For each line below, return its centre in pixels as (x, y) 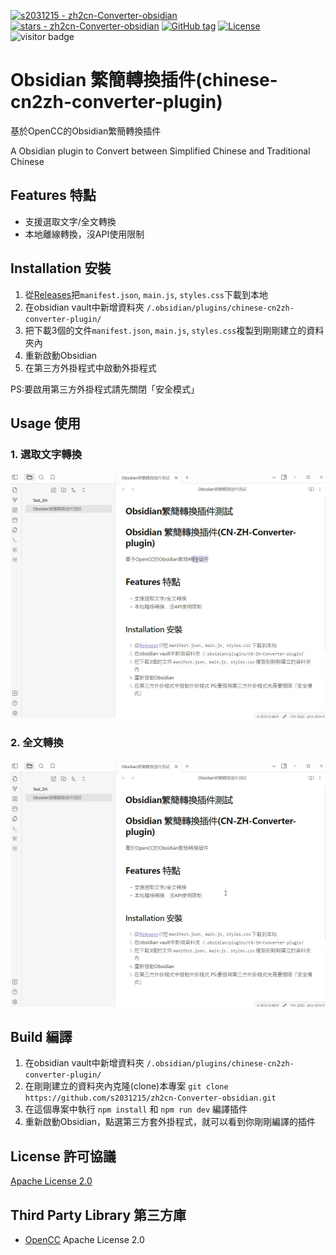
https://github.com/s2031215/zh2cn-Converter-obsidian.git (150, 1098)
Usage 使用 (46, 423)
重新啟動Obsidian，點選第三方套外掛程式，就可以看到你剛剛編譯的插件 (170, 1122)
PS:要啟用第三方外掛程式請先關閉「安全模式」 (105, 389)
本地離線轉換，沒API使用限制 (84, 234)
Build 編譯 (41, 1036)
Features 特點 (53, 195)
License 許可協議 (63, 1156)
